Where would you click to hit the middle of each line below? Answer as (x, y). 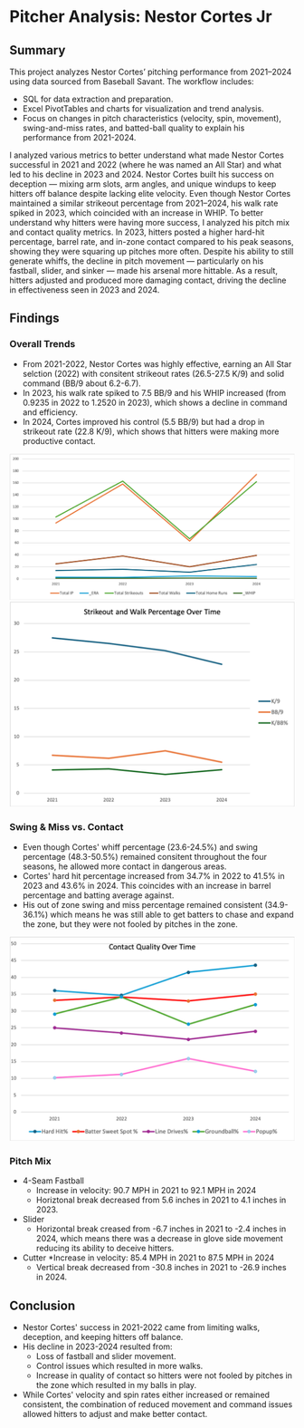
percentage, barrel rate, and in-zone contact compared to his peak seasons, (152, 241)
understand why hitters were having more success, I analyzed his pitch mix (150, 222)
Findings (35, 318)
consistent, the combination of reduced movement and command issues (157, 1404)
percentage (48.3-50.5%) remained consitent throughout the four (144, 856)
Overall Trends (43, 344)
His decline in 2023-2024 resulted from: (98, 1346)
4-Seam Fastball (53, 1181)
